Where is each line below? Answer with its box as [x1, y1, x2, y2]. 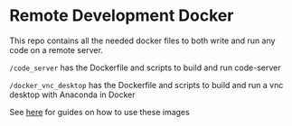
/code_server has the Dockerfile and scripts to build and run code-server [9, 62, 281, 73]
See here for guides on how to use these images [9, 106, 190, 117]
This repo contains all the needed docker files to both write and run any [9, 35, 276, 46]
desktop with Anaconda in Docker [9, 89, 136, 100]
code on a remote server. [9, 44, 104, 55]
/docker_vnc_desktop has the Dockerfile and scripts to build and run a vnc [9, 79, 284, 90]
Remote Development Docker [9, 5, 234, 26]
